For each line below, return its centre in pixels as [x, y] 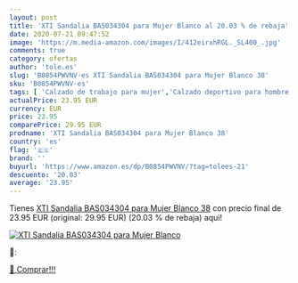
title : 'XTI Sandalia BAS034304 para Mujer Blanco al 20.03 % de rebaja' [149, 26]
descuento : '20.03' [46, 174]
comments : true [37, 51]
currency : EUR [36, 109]
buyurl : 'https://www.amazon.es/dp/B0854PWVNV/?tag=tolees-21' [129, 166]
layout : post [33, 17]
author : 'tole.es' [43, 68]
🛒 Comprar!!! [33, 270]
